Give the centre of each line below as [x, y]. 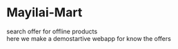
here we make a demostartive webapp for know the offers [89, 38]
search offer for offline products [52, 31]
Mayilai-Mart [44, 13]
